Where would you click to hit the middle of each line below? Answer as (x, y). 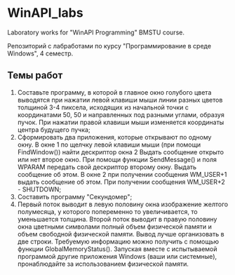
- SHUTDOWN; (39, 189)
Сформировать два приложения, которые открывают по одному (114, 137)
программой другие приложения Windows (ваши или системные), (117, 256)
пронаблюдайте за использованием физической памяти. (103, 264)
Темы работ (35, 75)
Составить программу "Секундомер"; (75, 196)
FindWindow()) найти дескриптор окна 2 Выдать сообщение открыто (121, 152)
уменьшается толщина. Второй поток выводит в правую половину (117, 219)
